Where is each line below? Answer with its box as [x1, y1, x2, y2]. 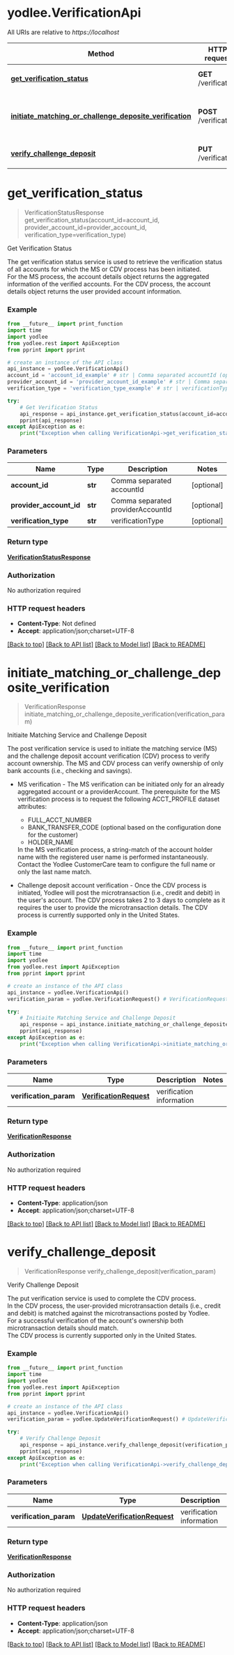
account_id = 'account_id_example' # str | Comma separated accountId [7, 372, 217, 379]
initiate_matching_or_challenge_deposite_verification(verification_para [24, 710, 225, 719]
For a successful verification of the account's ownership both [7, 1316, 184, 1325]
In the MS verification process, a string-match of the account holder [17, 846, 213, 854]
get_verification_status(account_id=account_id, [24, 215, 160, 224]
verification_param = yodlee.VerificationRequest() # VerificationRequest [7, 996, 229, 1002]
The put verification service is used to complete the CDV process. [7, 1294, 196, 1302]
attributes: [17, 802, 47, 811]
